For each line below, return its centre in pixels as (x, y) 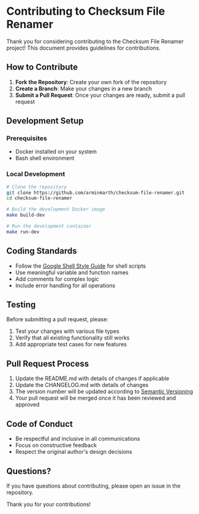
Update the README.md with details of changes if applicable (92, 378)
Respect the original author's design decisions (74, 452)
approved (27, 405)
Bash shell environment (45, 158)
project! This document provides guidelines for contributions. (84, 48)
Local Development (36, 174)
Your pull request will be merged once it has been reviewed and (96, 398)
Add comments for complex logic (57, 279)
